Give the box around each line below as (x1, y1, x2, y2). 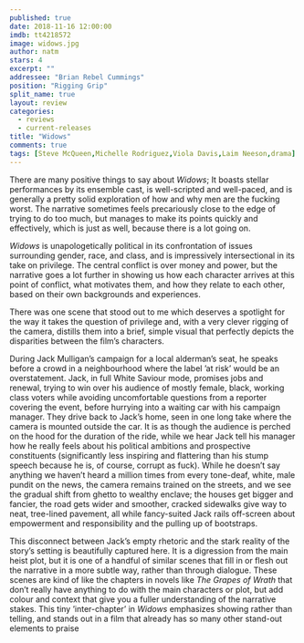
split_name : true (9, 89, 76, 99)
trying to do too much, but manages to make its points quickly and (9, 213, 258, 223)
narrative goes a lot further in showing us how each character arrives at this (9, 269, 295, 280)
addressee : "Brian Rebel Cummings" (9, 73, 145, 82)
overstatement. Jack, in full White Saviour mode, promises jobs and (9, 372, 264, 383)
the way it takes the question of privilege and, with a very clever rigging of (9, 316, 289, 327)
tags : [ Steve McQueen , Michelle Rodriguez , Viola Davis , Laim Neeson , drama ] (9, 149, 297, 158)
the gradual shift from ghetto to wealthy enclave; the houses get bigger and (9, 489, 294, 500)
